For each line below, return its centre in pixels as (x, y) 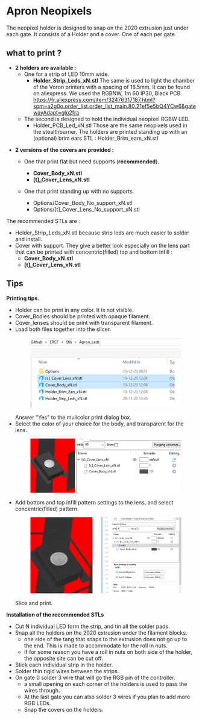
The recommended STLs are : (43, 221)
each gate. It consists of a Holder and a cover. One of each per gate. (91, 34)
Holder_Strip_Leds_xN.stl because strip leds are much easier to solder (102, 233)
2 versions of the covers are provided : (64, 149)
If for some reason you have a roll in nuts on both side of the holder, (108, 651)
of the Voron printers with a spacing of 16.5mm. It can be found (111, 87)
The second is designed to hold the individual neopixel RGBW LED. (107, 119)
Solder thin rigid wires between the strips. (67, 671)
